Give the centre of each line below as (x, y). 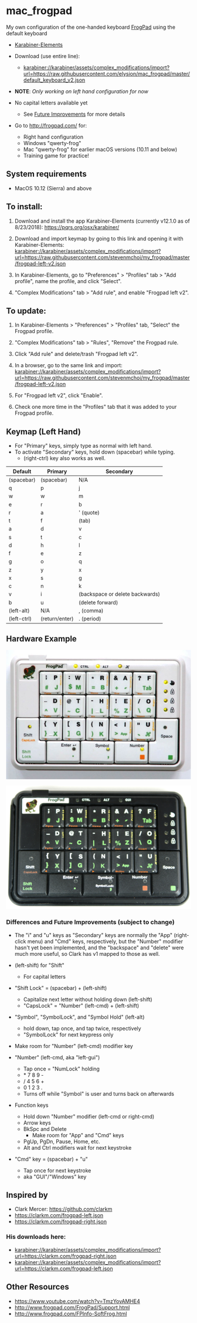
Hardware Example (42, 639)
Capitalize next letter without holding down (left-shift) (88, 999)
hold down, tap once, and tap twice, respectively (82, 1028)
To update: (26, 310)
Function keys (31, 1105)
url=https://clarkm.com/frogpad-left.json (64, 1268)
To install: (24, 207)
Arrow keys (37, 1123)
